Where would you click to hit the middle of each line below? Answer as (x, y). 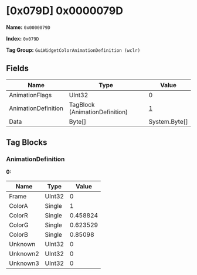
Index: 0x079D (23, 38)
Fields (18, 69)
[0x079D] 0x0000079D (65, 11)
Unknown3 (24, 263)
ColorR (18, 216)
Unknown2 (24, 254)
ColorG (19, 225)
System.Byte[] (168, 121)
